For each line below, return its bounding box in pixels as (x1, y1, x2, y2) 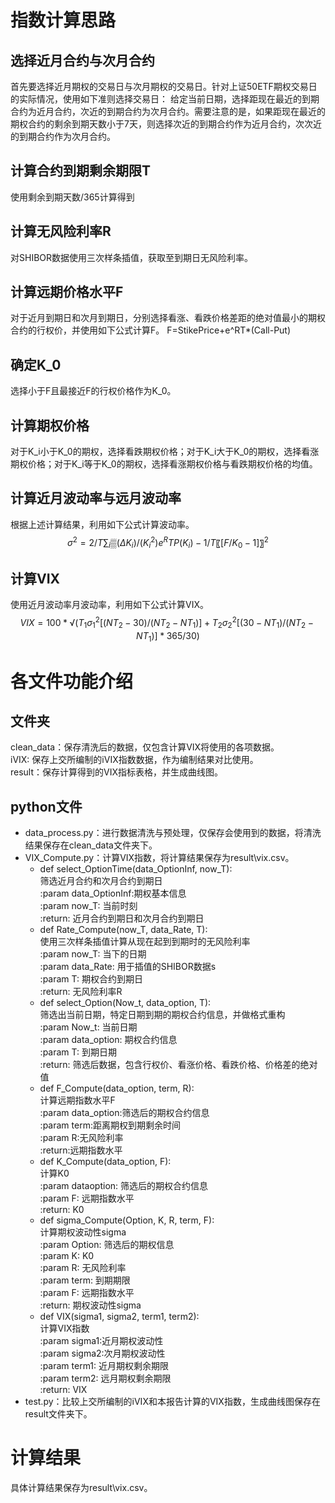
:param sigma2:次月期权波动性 (39, 1347, 166, 1360)
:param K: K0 (39, 1250, 95, 1262)
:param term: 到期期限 (39, 1274, 131, 1286)
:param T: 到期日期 (39, 1046, 117, 1058)
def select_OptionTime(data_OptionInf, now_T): (39, 863, 233, 875)
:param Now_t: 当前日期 (39, 1021, 138, 1033)
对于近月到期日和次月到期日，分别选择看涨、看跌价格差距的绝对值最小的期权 (10, 312, 326, 324)
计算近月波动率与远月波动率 (10, 490, 182, 507)
